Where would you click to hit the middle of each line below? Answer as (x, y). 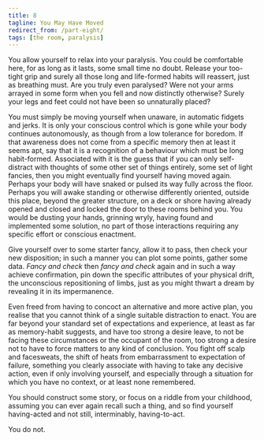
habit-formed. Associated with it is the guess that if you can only (113, 159)
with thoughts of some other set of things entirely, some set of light (143, 167)
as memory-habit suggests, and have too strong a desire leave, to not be (126, 332)
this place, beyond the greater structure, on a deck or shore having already (130, 201)
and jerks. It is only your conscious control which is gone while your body (127, 125)
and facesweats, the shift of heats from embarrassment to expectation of (127, 357)
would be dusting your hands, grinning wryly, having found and (111, 218)
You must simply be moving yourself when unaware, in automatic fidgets (126, 117)
